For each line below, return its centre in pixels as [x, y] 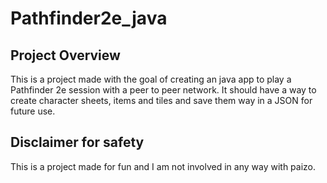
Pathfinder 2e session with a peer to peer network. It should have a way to [163, 90]
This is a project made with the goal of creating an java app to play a [151, 79]
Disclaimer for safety [77, 142]
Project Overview [65, 55]
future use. [33, 111]
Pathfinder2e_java [89, 18]
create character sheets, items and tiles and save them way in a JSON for [161, 100]
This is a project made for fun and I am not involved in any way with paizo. [163, 166]
